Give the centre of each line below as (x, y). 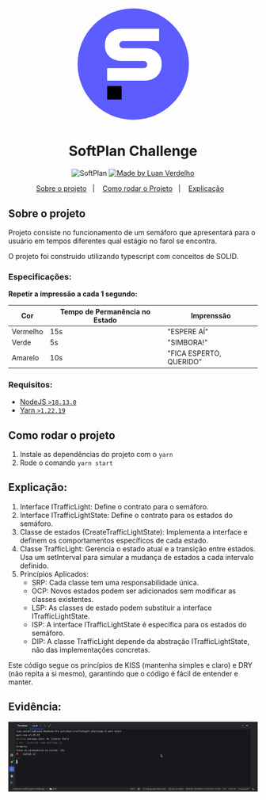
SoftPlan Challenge (133, 151)
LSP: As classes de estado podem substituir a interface (122, 608)
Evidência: (35, 707)
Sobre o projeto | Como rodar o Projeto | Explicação (130, 189)
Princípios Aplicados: (54, 573)
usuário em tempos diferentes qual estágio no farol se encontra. (113, 241)
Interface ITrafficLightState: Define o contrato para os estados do (126, 515)
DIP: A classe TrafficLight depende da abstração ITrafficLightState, (141, 641)
